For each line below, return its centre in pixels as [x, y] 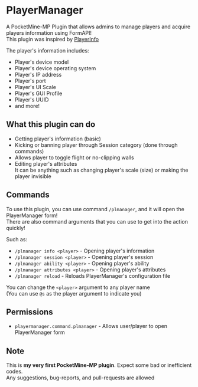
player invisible [33, 176]
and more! [27, 106]
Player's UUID [32, 99]
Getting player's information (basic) [58, 139]
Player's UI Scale [35, 87]
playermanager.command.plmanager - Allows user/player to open [91, 326]
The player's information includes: [48, 50]
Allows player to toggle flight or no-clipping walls [74, 158]
